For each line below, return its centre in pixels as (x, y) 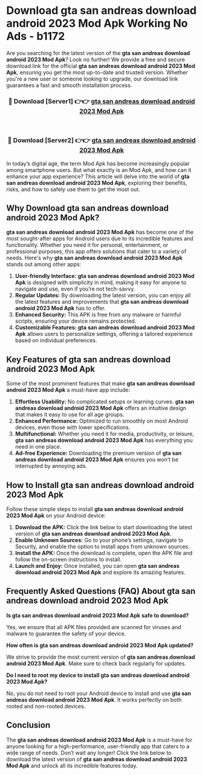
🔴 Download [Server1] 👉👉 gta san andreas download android (102, 101)
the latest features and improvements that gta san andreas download (102, 302)
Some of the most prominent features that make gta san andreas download (101, 384)
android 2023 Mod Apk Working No (97, 23)
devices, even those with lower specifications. (73, 427)
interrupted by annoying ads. (51, 466)
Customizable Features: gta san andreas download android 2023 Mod (105, 328)
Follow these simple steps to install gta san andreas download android (95, 509)
